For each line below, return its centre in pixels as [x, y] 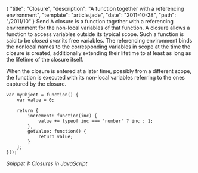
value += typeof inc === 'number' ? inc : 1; [95, 121]
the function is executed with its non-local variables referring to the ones [95, 78]
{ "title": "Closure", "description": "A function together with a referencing [95, 9]
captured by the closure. [36, 84]
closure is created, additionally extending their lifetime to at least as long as [99, 53]
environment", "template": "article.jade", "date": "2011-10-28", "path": [91, 15]
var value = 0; [36, 100]
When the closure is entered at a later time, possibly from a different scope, [99, 71]
